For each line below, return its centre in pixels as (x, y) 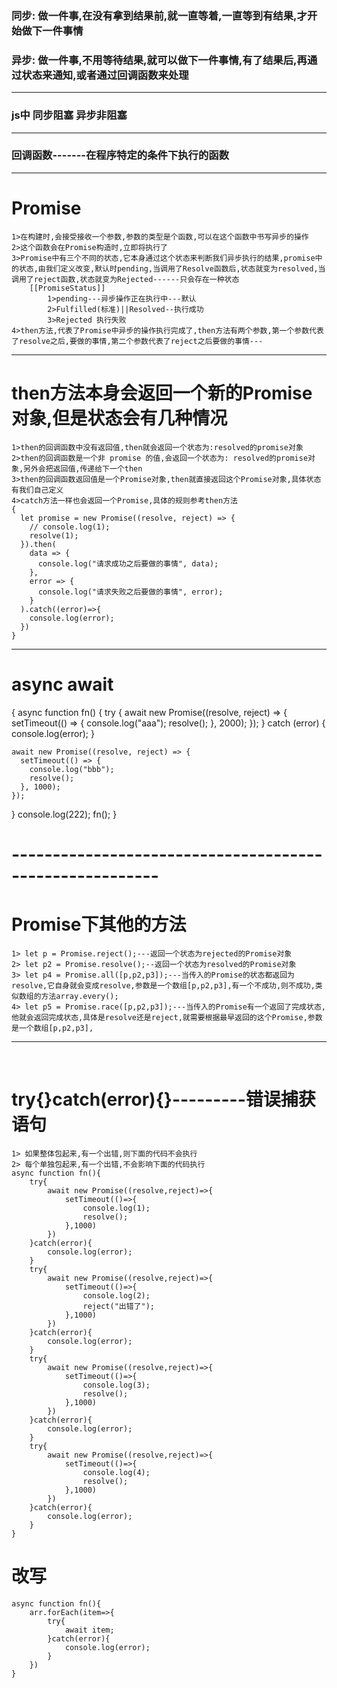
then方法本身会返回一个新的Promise (162, 393)
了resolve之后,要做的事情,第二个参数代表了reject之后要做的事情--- (137, 341)
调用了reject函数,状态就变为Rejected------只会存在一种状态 (125, 279)
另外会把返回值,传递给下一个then (83, 468)
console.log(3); (116, 1385)
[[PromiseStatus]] (67, 288)
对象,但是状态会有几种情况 (119, 418)
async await (62, 684)
